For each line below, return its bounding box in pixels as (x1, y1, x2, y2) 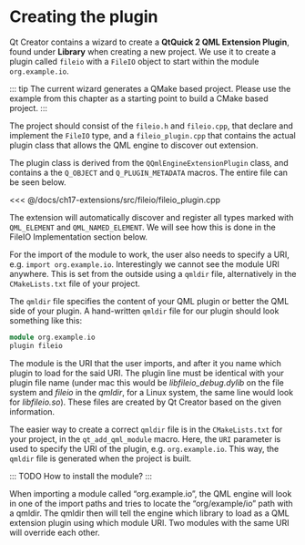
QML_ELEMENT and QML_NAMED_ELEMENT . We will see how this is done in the (9, 221, 276, 232)
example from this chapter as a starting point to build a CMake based (9, 93, 269, 104)
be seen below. (9, 176, 66, 188)
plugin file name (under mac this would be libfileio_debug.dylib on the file (9, 376, 284, 388)
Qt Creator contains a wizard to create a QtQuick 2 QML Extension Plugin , (9, 36, 290, 47)
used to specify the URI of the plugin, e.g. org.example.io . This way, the (9, 443, 280, 454)
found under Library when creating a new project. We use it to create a (9, 46, 276, 57)
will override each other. (9, 527, 100, 538)
